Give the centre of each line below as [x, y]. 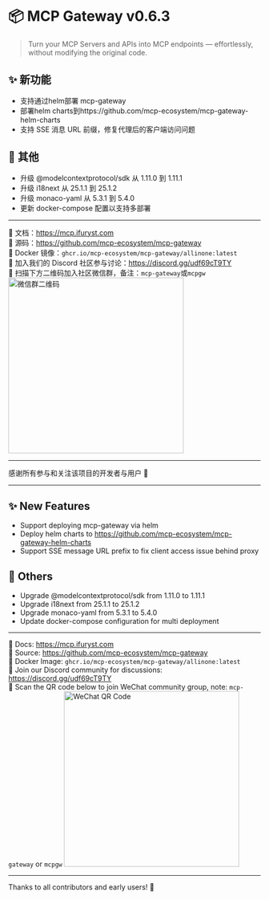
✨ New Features [49, 506]
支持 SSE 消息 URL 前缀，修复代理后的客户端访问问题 [108, 129]
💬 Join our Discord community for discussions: [85, 670]
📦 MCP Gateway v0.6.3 [89, 16]
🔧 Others [31, 576]
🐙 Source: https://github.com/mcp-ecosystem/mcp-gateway [108, 653]
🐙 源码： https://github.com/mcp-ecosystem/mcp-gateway [105, 242]
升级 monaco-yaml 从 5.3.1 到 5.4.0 [77, 198]
